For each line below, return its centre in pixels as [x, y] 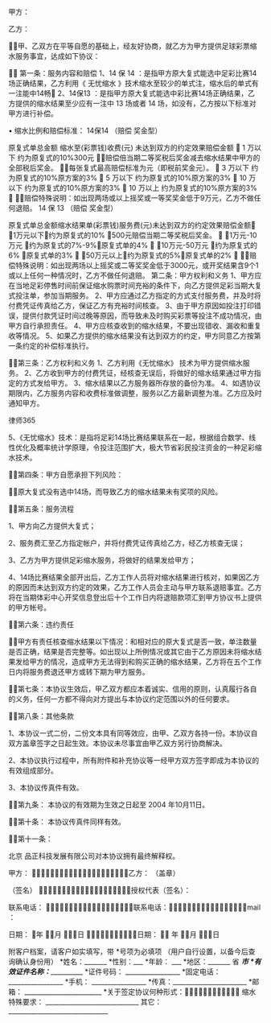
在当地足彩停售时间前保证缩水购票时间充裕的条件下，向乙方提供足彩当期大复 [135, 285]
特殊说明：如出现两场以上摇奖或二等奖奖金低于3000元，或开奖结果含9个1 [137, 265]
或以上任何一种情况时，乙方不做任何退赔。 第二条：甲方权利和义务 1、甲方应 [135, 275]
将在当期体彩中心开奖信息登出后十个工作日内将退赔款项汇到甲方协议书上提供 [135, 597]
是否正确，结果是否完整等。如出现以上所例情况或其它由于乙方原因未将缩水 [131, 652]
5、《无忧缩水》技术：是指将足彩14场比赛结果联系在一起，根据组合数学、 [129, 437]
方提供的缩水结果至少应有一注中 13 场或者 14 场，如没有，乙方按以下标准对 [132, 103]
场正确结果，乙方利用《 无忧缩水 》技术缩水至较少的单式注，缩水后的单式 [130, 83]
